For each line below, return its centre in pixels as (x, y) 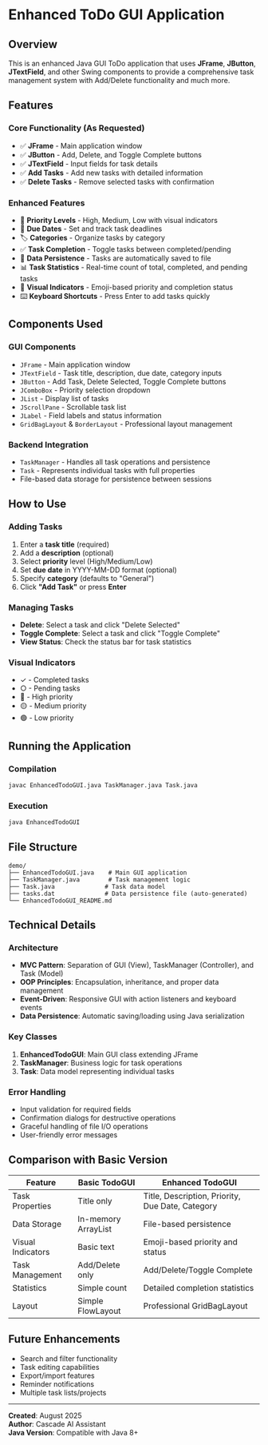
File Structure (43, 848)
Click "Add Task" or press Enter (73, 587)
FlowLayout (99, 1311)
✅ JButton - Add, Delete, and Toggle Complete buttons (110, 154)
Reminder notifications (57, 1383)
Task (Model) (41, 973)
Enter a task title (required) (65, 544)
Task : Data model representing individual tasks (97, 1071)
